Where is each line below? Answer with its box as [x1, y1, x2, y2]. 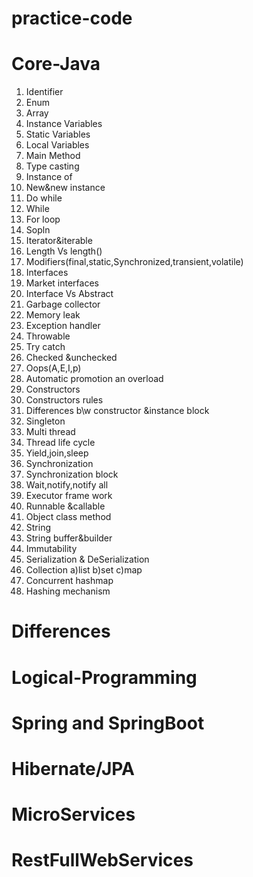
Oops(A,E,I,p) [25, 362, 82, 374]
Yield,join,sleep [25, 447, 89, 459]
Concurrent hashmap [25, 575, 114, 587]
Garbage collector [25, 298, 101, 311]
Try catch [25, 341, 66, 353]
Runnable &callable [25, 500, 106, 512]
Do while [25, 192, 63, 204]
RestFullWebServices [11, 849, 194, 872]
